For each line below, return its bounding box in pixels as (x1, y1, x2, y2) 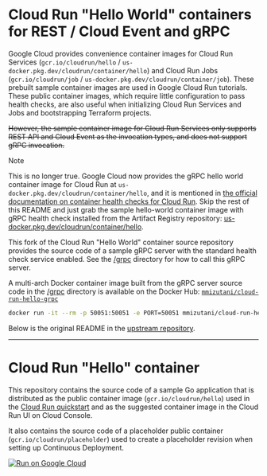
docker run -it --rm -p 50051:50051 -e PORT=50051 (8, 309, 180, 317)
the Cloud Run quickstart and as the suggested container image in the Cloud (8, 402, 259, 412)
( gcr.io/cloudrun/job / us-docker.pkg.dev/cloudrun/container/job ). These (8, 74, 254, 84)
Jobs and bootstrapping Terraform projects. (8, 107, 153, 117)
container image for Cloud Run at (8, 179, 117, 189)
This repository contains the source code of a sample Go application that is (8, 384, 254, 395)
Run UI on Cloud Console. (8, 410, 93, 419)
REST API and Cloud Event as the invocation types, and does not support (8, 131, 248, 141)
